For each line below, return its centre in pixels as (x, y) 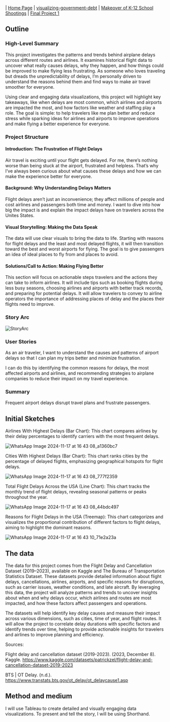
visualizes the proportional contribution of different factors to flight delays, (83, 522)
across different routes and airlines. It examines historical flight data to (79, 60)
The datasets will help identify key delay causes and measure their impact (83, 613)
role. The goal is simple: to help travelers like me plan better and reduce (80, 113)
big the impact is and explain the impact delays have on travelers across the (84, 210)
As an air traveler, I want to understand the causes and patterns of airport (82, 353)
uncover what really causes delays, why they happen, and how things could (84, 65)
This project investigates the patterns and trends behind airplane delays (80, 55)
